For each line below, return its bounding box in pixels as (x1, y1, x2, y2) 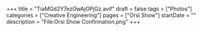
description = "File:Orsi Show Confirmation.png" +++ (6, 18, 141, 25)
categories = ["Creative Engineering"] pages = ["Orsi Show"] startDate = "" (6, 12, 196, 19)
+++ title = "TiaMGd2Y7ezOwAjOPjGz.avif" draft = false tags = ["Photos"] (6, 5, 192, 12)
